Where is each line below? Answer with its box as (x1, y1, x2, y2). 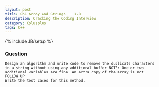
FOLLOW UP (5, 74, 25, 79)
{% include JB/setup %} (5, 38, 53, 44)
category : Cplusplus (5, 20, 47, 26)
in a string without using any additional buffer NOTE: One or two (5, 66, 144, 71)
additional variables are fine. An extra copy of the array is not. (5, 70, 146, 75)
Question (5, 50, 28, 57)
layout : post (5, 7, 31, 12)
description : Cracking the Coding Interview (5, 16, 96, 21)
